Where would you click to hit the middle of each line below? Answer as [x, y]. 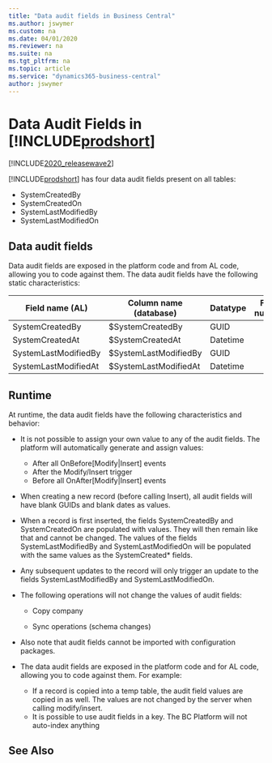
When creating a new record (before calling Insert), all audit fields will [136, 496]
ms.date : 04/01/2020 [43, 39]
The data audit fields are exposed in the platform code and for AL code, [139, 667]
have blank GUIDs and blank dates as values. [96, 505]
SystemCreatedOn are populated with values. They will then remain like [139, 529]
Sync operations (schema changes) [91, 627]
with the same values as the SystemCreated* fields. [106, 555]
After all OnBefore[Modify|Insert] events [99, 464]
